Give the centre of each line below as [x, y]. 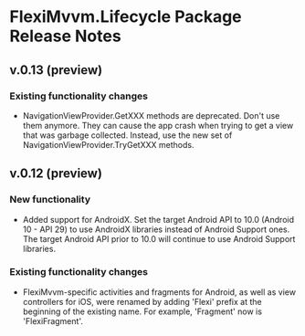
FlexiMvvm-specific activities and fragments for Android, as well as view [159, 292]
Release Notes [65, 36]
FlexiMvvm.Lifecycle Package [126, 17]
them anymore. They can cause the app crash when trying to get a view [158, 125]
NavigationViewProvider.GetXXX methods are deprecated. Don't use [151, 115]
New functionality [50, 200]
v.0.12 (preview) [56, 174]
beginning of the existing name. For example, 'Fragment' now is [142, 311]
